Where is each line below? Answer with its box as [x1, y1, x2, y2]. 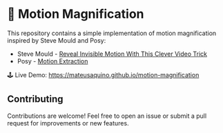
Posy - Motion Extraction [17, 57, 88, 65]
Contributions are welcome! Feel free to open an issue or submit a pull [7, 112, 207, 120]
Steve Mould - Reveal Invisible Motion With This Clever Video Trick [17, 50, 208, 58]
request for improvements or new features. [7, 119, 129, 127]
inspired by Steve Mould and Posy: [7, 36, 106, 44]
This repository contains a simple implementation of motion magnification [7, 29, 217, 37]
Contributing [7, 93, 64, 105]
